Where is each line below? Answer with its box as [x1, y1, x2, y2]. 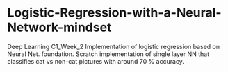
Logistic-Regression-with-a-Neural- [7, 5, 222, 21]
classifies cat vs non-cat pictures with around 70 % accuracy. [7, 57, 184, 65]
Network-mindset [7, 19, 112, 35]
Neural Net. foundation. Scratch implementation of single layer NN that [7, 50, 210, 58]
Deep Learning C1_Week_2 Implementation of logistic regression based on [7, 42, 220, 51]
